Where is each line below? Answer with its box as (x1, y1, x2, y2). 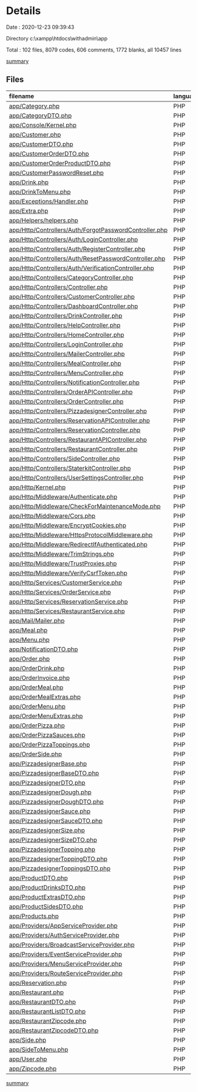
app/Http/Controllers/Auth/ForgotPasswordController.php (9, 226, 168, 234)
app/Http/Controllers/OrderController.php (9, 397, 124, 405)
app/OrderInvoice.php (9, 673, 70, 681)
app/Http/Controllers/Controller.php (9, 283, 108, 291)
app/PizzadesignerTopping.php (9, 845, 96, 853)
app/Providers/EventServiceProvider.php (9, 950, 122, 958)
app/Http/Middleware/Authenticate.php (9, 493, 117, 501)
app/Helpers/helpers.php (9, 216, 79, 224)
